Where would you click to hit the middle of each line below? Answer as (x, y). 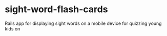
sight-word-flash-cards (56, 9)
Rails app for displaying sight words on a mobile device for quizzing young (83, 23)
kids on (13, 28)
